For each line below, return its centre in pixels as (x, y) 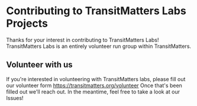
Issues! (15, 98)
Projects (27, 23)
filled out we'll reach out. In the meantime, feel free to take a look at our (93, 91)
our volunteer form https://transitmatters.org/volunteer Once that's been (94, 85)
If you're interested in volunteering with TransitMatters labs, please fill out (96, 79)
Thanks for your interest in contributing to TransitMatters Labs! (83, 40)
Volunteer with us (39, 65)
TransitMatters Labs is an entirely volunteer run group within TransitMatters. (98, 46)
